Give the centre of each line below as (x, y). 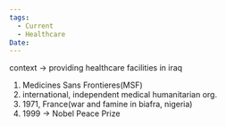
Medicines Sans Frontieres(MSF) (82, 85)
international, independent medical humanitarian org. (119, 95)
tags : (19, 17)
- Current (35, 26)
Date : (19, 42)
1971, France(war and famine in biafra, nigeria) (107, 105)
